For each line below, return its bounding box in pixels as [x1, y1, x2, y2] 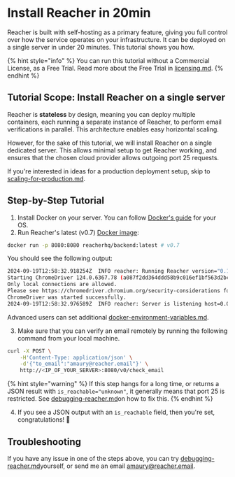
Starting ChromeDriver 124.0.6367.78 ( [7, 274, 124, 281]
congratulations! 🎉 [17, 415, 71, 424]
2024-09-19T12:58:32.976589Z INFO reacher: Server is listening [7, 300, 201, 307]
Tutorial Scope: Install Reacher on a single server [7, 92, 226, 104]
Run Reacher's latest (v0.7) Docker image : [17, 228, 140, 236]
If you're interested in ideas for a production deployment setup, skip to [7, 166, 211, 176]
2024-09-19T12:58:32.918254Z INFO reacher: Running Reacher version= [7, 268, 218, 275]
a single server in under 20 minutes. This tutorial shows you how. [7, 43, 194, 51]
